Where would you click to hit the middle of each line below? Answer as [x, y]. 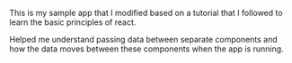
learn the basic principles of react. [73, 22]
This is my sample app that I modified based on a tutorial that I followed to [146, 13]
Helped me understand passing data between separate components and [144, 39]
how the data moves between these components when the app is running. [147, 49]
